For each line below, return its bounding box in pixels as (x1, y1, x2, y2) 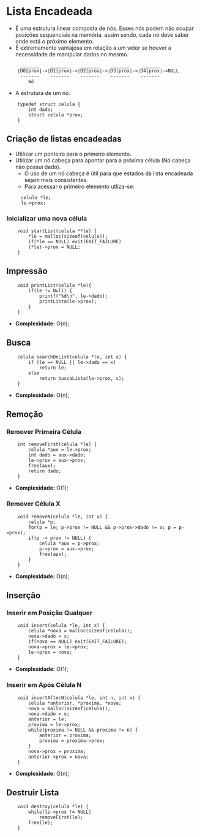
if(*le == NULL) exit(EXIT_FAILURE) (28, 239, 122, 245)
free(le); (28, 820, 53, 826)
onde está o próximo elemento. (15, 37, 94, 45)
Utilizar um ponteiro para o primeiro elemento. (15, 150, 131, 157)
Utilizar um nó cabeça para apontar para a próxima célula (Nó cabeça (15, 156, 191, 164)
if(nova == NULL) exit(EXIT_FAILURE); (28, 638, 127, 645)
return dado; (28, 468, 62, 474)
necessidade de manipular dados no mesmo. (15, 50, 129, 58)
